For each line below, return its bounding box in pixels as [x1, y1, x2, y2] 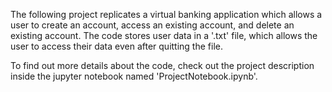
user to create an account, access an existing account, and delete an [10, 19, 295, 31]
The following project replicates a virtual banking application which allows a [10, 9, 323, 20]
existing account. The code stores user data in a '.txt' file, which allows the [10, 30, 318, 41]
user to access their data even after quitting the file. [10, 40, 223, 52]
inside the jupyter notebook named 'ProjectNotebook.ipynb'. [10, 70, 258, 82]
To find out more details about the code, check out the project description [10, 60, 315, 71]
